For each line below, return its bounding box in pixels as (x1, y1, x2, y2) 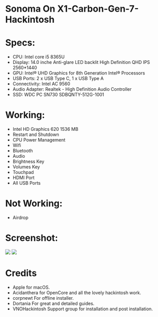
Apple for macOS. (12, 284, 50, 290)
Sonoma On (5, 3, 56, 15)
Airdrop (12, 215, 29, 221)
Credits (5, 267, 37, 279)
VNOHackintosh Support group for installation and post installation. (12, 305, 153, 312)
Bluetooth (12, 148, 33, 154)
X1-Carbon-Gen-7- (57, 3, 139, 15)
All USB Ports (12, 180, 41, 186)
